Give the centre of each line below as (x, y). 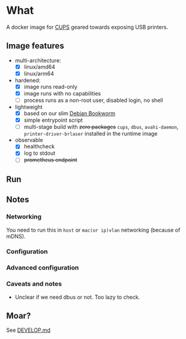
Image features (35, 46)
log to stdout (40, 153)
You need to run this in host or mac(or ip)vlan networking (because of (93, 230)
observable (29, 140)
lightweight (29, 107)
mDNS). (16, 236)
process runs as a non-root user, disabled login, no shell (93, 100)
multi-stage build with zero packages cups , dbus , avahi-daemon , (101, 127)
